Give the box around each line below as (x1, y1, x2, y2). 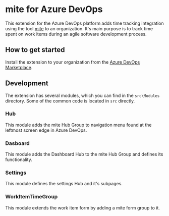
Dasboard (5, 140, 30, 147)
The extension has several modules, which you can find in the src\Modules (5, 92, 160, 98)
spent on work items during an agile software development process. (5, 31, 147, 37)
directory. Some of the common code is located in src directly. (5, 97, 135, 104)
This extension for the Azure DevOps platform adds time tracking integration (5, 20, 164, 26)
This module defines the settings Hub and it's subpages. (5, 181, 123, 187)
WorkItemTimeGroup (5, 193, 58, 200)
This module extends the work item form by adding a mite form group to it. (5, 204, 160, 210)
